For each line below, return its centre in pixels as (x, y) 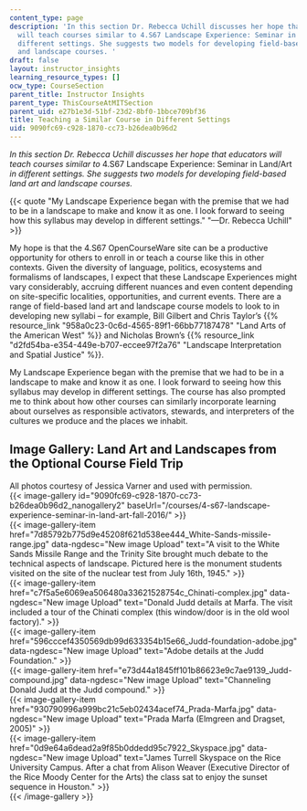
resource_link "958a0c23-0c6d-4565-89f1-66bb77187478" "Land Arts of (148, 326)
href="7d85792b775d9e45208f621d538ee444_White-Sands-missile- (140, 534)
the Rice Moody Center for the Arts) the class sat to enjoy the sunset (138, 776)
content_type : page (47, 18)
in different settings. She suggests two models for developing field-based (148, 174)
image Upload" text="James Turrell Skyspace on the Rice (173, 757)
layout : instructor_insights (65, 69)
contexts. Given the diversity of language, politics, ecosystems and (136, 267)
